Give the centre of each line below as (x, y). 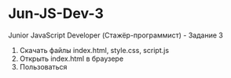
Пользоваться (43, 66)
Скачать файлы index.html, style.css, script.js (94, 50)
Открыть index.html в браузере (71, 58)
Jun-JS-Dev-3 (56, 14)
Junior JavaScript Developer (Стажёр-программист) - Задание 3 (116, 35)
